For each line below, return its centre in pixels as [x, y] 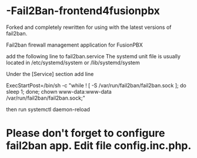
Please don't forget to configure [86, 133]
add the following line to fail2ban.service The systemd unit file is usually [94, 56]
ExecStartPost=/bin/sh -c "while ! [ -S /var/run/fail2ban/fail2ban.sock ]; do [96, 85]
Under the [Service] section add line [50, 74]
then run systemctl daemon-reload [48, 109]
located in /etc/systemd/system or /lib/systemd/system [73, 62]
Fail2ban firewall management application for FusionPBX [74, 45]
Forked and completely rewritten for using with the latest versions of [89, 27]
